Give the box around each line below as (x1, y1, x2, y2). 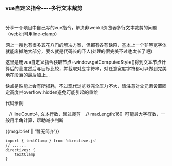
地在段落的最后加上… (5, 72, 50, 78)
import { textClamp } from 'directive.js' (5, 138, 97, 144)
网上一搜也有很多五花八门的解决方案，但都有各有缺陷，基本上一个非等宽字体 (5, 42, 167, 48)
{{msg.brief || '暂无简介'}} (5, 128, 60, 134)
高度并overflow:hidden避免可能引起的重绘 (9, 89, 98, 95)
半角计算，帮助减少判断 (14, 117, 64, 123)
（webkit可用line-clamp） (5, 31, 60, 37)
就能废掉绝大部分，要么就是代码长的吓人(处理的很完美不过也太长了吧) (5, 48, 153, 54)
